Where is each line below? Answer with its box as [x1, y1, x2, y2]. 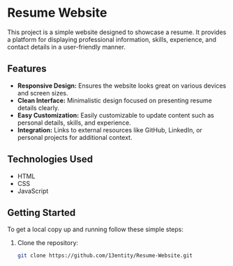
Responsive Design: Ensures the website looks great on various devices [17, 81, 227, 90]
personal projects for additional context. [17, 133, 133, 141]
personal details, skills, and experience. [17, 118, 131, 127]
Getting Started [7, 207, 76, 219]
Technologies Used [7, 153, 93, 165]
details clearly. [17, 103, 59, 112]
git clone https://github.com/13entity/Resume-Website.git [17, 252, 193, 259]
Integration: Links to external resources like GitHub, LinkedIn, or [17, 125, 202, 134]
